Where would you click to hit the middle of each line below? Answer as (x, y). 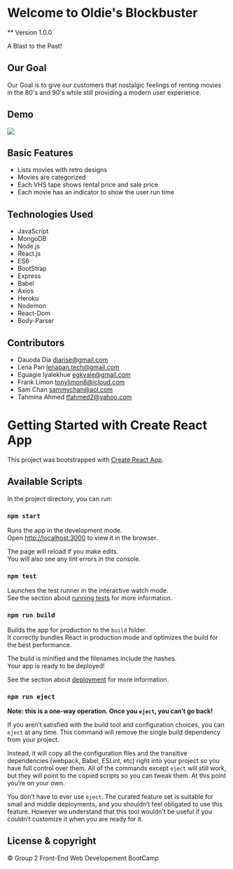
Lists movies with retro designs (62, 170)
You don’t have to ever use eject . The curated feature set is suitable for (110, 796)
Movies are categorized (51, 178)
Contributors (36, 343)
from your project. (33, 739)
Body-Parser (36, 321)
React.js (29, 253)
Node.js (29, 246)
